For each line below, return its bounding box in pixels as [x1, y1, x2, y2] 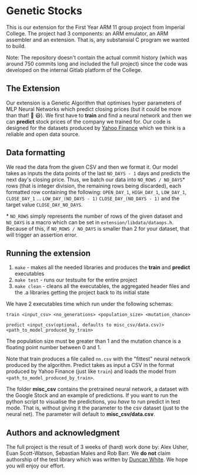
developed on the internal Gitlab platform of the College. [6, 66, 142, 73]
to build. [6, 42, 26, 50]
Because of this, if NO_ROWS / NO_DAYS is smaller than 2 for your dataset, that [6, 225, 190, 232]
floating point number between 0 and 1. [6, 344, 102, 351]
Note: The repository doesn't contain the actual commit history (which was [6, 54, 188, 61]
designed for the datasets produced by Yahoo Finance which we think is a [6, 124, 186, 131]
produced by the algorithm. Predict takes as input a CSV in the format [6, 362, 175, 369]
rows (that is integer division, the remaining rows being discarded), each [6, 182, 182, 189]
